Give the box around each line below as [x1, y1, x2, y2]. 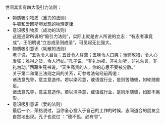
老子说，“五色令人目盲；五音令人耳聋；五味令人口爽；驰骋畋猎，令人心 [12, 52, 158, 58]
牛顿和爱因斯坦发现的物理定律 [12, 21, 73, 27]
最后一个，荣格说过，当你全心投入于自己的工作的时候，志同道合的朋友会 [12, 108, 160, 113]
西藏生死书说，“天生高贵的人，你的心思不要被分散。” [29, 64, 136, 70]
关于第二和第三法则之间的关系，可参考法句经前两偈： [12, 71, 121, 76]
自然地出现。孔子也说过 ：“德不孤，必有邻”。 [12, 114, 105, 120]
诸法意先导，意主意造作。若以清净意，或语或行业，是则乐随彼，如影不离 [12, 89, 160, 95]
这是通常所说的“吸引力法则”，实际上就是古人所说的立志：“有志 [12, 34, 140, 39]
